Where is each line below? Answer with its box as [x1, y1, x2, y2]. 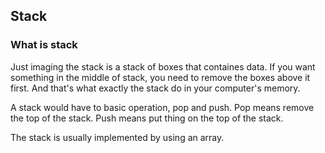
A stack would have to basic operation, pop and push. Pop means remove [10, 101, 315, 113]
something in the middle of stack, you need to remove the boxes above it [10, 71, 311, 83]
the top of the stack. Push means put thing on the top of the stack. [10, 112, 284, 124]
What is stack [10, 38, 78, 52]
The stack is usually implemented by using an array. [10, 131, 225, 143]
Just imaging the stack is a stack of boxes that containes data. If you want [10, 60, 316, 73]
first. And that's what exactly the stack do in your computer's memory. [10, 82, 301, 94]
